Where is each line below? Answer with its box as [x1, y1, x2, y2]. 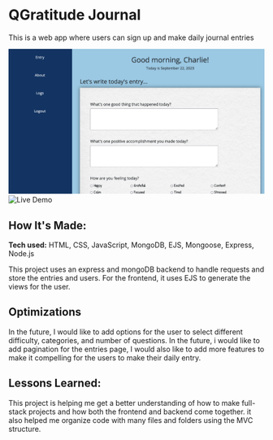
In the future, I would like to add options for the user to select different [8, 327, 244, 337]
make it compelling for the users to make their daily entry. [8, 352, 201, 363]
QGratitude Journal [8, 6, 141, 24]
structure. [8, 424, 41, 433]
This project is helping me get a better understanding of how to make [8, 398, 240, 407]
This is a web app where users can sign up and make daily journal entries [8, 33, 254, 42]
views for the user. [8, 282, 71, 291]
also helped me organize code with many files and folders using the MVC [8, 415, 253, 425]
